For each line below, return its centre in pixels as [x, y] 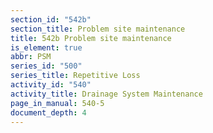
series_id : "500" [46, 66]
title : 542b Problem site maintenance [91, 38]
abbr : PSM [31, 57]
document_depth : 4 [48, 112]
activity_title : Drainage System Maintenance [106, 94]
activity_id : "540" [51, 85]
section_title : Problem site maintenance [98, 29]
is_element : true [46, 47]
